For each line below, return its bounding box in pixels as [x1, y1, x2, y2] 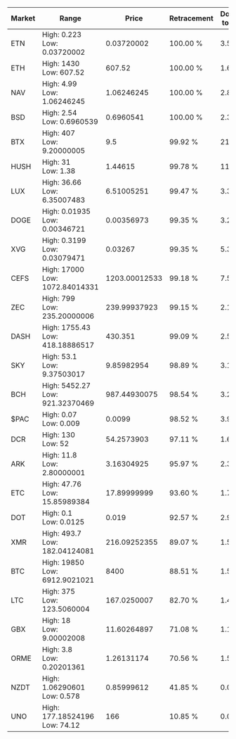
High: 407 [41, 128, 76, 138]
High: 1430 [41, 59, 80, 68]
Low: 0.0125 [41, 517, 85, 526]
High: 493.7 [41, 529, 82, 538]
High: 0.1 [41, 508, 72, 518]
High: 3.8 [41, 645, 72, 654]
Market [11, 13, 36, 23]
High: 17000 [41, 265, 84, 274]
